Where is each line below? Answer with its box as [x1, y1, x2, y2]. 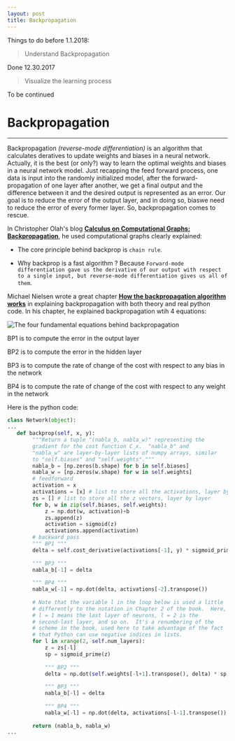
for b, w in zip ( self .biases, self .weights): [32, 501, 168, 508]
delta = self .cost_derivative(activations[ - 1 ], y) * [32, 547, 190, 554]
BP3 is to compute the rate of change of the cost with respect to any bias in [7, 361, 225, 370]
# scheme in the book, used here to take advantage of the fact [32, 625, 224, 632]
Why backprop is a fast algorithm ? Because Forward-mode [17, 259, 184, 268]
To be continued [7, 90, 55, 99]
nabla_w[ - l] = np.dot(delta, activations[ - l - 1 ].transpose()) [44, 709, 227, 717]
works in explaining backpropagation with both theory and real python [7, 300, 211, 308]
